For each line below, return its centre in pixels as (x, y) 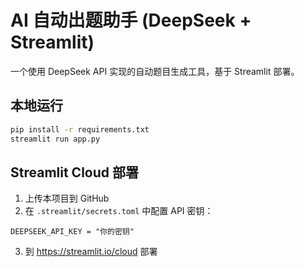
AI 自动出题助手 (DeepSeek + (131, 20)
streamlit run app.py (55, 139)
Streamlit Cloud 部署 (74, 172)
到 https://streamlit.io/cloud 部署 (91, 252)
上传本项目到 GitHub (67, 198)
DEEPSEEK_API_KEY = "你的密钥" (72, 232)
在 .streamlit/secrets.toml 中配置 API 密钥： (119, 211)
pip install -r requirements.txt (80, 129)
